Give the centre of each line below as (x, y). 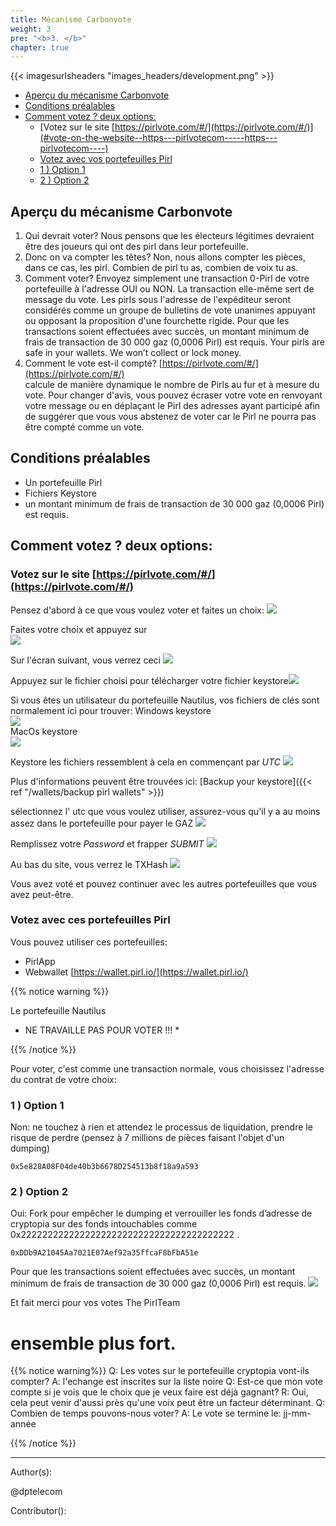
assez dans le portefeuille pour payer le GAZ (102, 823)
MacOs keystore (44, 731)
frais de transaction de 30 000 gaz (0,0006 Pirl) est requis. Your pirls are (174, 342)
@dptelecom (36, 1492)
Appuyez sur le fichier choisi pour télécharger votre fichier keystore (149, 680)
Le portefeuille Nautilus (58, 1010)
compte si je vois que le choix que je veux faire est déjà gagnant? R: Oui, (159, 1392)
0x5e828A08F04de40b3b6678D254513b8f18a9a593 (104, 1167)
